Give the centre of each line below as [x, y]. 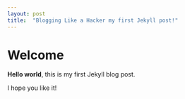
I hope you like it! [32, 88]
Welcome [36, 55]
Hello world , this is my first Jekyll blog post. [71, 74]
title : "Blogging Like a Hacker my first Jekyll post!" [93, 20]
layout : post [26, 14]
